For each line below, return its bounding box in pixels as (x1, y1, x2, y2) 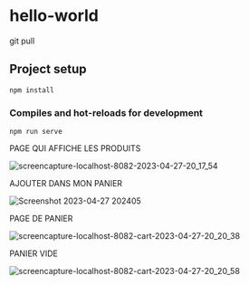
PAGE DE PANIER (9, 214, 73, 224)
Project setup (9, 62, 88, 77)
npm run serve (9, 128, 63, 137)
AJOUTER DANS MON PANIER (9, 178, 123, 189)
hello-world (9, 5, 100, 26)
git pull (9, 35, 35, 46)
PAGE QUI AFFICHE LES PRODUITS (9, 143, 141, 154)
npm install (9, 85, 54, 95)
